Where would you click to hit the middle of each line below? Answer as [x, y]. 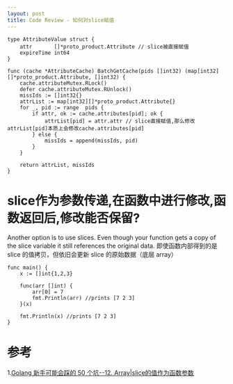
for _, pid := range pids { [62, 107]
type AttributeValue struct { [51, 39]
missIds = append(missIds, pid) [91, 141]
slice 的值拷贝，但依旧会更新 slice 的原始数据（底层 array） [92, 255]
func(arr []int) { [46, 286]
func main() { [28, 268]
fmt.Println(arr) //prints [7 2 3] [84, 298]
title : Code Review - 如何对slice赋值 [61, 20]
